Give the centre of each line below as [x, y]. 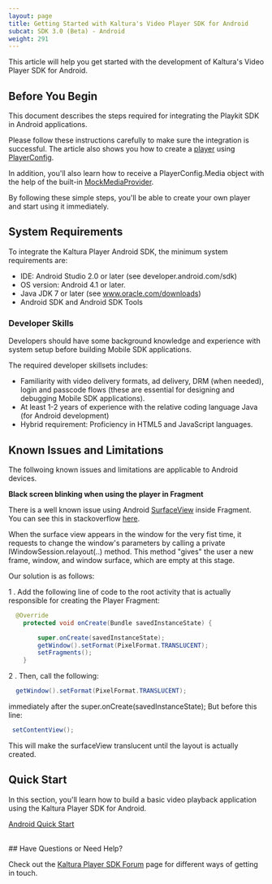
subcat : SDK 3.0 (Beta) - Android [67, 31]
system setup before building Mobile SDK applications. [100, 350]
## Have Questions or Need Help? [66, 848]
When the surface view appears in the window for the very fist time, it [125, 534]
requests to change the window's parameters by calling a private [117, 543]
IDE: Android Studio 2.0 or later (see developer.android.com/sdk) [129, 276]
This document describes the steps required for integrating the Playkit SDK [134, 116]
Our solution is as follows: [52, 576]
